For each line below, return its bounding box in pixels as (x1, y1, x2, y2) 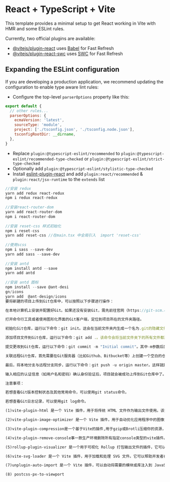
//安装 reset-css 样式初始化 (5, 223, 62, 228)
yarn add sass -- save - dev (5, 252, 60, 257)
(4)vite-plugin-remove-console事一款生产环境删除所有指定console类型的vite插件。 (5, 436, 168, 441)
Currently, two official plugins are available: (5, 35, 96, 41)
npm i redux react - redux (5, 196, 58, 201)
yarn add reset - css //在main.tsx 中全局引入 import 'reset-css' (5, 233, 142, 238)
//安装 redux (5, 186, 31, 191)
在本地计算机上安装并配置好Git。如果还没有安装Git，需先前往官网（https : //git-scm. (5, 308, 164, 313)
